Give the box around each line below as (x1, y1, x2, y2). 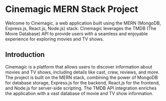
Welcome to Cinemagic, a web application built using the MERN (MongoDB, (5, 20, 161, 26)
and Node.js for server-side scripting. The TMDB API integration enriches (5, 85, 157, 91)
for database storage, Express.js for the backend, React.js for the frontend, (5, 79, 160, 85)
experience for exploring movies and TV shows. (5, 36, 104, 42)
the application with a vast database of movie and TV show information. (5, 90, 154, 96)
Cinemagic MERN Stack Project (5, 3, 138, 15)
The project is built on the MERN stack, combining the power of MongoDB (5, 74, 158, 80)
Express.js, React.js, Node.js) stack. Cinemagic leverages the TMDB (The (5, 25, 156, 31)
